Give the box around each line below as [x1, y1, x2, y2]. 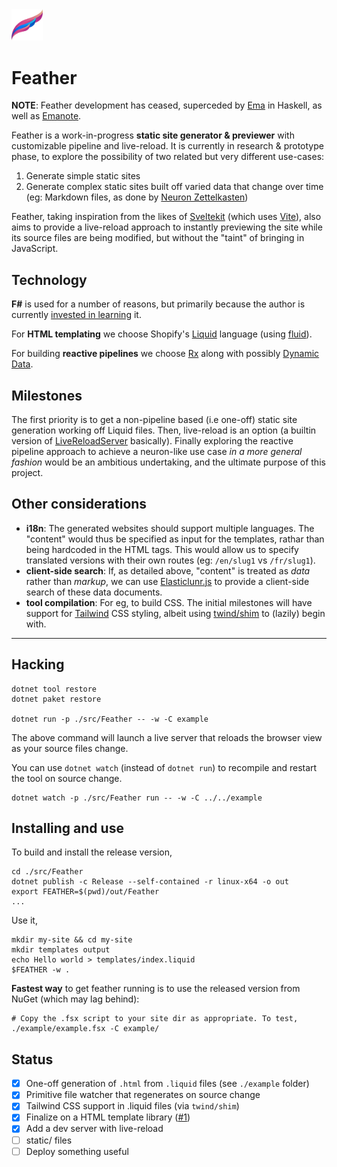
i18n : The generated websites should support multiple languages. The [25, 522, 315, 534]
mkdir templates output [11, 945, 111, 955]
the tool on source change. [11, 772, 123, 784]
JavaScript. [11, 243, 59, 255]
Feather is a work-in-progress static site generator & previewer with [11, 129, 295, 142]
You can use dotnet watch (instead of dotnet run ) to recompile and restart [11, 761, 318, 773]
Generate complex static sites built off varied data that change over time [25, 181, 324, 193]
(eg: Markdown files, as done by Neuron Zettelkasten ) [25, 191, 249, 203]
